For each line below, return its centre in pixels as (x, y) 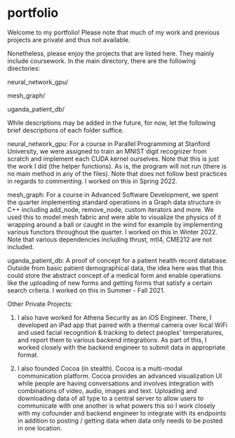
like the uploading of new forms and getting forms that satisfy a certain (110, 283)
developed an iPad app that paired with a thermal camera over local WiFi (122, 325)
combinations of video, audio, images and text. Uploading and (107, 390)
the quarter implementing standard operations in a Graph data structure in (114, 202)
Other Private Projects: (40, 304)
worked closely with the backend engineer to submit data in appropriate (121, 347)
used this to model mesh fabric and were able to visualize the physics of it (114, 217)
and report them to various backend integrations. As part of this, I (112, 340)
